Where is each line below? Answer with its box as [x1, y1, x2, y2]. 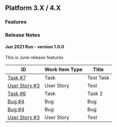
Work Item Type [45, 66, 83, 73]
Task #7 [7, 74, 26, 81]
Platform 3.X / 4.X [5, 4, 61, 12]
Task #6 [7, 90, 26, 97]
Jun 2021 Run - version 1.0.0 [5, 43, 65, 49]
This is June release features [5, 55, 64, 61]
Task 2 [87, 90, 103, 97]
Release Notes [5, 32, 41, 39]
